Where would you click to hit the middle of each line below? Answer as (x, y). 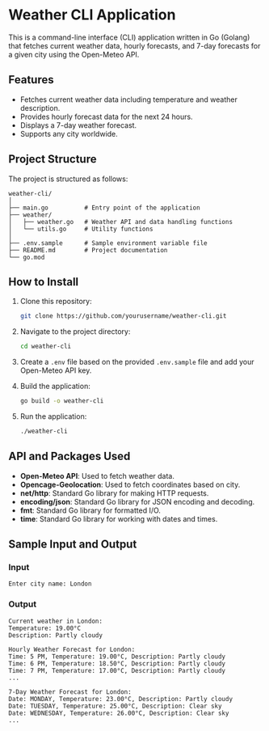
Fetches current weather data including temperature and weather (129, 99)
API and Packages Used (69, 456)
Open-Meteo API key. (56, 370)
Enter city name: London (50, 584)
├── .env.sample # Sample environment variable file (108, 243)
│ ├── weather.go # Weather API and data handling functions (120, 222)
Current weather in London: (56, 621)
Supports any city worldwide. (69, 133)
